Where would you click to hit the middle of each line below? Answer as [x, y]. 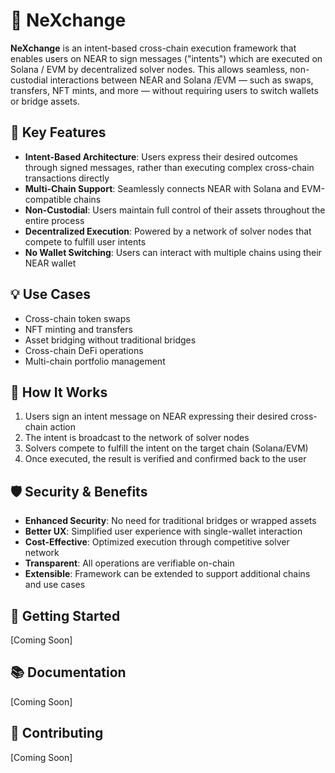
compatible [48, 199]
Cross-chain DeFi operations [84, 350]
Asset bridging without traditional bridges [110, 340]
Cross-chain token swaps [77, 318]
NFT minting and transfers [78, 329]
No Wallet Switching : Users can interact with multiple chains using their [173, 252]
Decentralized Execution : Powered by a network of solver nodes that [168, 231]
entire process [54, 220]
